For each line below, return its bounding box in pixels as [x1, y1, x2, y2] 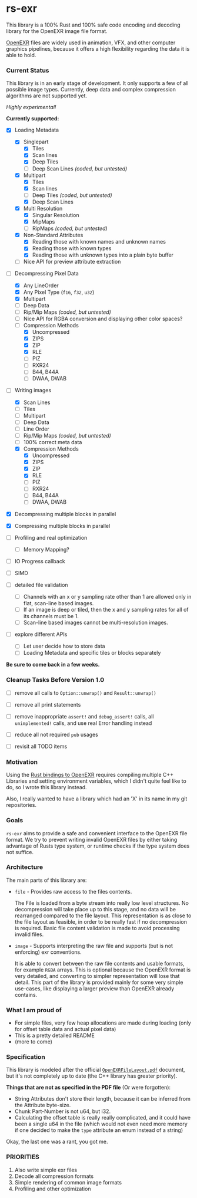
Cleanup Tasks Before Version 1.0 [6, 676, 105, 684]
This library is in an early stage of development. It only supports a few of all [6, 80, 189, 87]
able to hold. [6, 51, 36, 58]
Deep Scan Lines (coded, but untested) [32, 165, 128, 172]
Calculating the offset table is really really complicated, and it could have [14, 1114, 191, 1121]
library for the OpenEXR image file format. [6, 27, 108, 34]
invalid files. [14, 931, 44, 938]
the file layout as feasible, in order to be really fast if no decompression [14, 918, 187, 925]
